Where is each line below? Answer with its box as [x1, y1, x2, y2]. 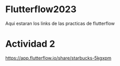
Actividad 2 [5, 38, 55, 50]
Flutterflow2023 [5, 4, 77, 15]
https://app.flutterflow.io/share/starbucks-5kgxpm [5, 55, 112, 61]
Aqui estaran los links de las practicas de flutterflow [5, 20, 115, 26]
